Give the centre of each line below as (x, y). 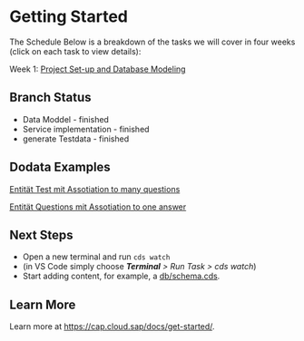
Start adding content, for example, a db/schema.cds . (121, 276)
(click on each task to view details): (75, 51)
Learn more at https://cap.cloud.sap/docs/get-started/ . (112, 326)
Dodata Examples (60, 167)
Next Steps (41, 234)
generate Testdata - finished (76, 139)
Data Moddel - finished (65, 119)
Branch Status (51, 97)
